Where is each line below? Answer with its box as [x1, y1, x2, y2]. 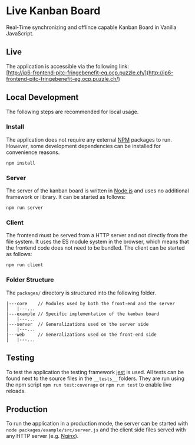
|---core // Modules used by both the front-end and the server [6, 300, 176, 306]
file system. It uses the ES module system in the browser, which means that [6, 238, 190, 246]
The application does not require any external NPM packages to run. [6, 136, 172, 143]
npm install [6, 160, 35, 166]
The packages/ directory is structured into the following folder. [6, 289, 156, 296]
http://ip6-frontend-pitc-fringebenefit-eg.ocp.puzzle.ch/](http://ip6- [8, 69, 174, 76]
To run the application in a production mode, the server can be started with [6, 420, 189, 427]
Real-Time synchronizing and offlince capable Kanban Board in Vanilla [6, 24, 177, 31]
